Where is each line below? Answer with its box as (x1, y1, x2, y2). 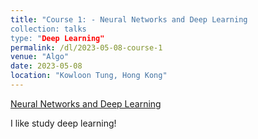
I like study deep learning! (10, 117, 117, 129)
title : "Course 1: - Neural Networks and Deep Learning (10, 14, 248, 25)
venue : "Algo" (10, 52, 70, 62)
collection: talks (10, 24, 87, 34)
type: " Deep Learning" (10, 33, 105, 43)
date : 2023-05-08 (10, 61, 83, 71)
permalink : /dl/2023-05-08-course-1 (10, 42, 163, 53)
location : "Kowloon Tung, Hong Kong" (10, 71, 168, 81)
